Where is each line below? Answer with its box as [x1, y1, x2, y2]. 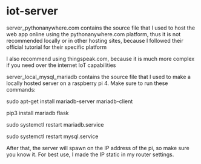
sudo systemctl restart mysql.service [6, 133, 99, 140]
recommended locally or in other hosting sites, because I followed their [6, 37, 183, 44]
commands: [6, 86, 36, 93]
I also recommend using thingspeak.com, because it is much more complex [6, 55, 195, 62]
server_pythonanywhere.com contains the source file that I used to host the [6, 24, 196, 31]
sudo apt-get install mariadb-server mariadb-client [6, 98, 133, 105]
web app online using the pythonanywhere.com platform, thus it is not [6, 30, 181, 37]
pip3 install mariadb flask [6, 109, 69, 116]
